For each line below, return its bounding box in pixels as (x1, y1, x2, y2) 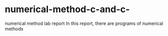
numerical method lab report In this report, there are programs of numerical (5, 20, 164, 26)
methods (5, 25, 23, 31)
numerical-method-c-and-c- (5, 4, 130, 15)
